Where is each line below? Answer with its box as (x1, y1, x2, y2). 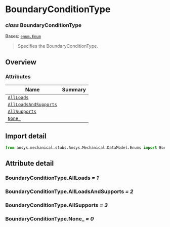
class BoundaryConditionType (5, 22, 82, 29)
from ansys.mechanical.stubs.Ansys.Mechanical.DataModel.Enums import (5, 145, 157, 150)
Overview (5, 57, 37, 67)
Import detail (5, 132, 47, 140)
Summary (62, 86, 86, 93)
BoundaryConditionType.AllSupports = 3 (5, 202, 108, 209)
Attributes (5, 73, 31, 80)
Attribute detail (5, 159, 54, 168)
